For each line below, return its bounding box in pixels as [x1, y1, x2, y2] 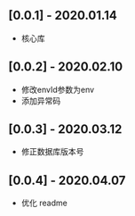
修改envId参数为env [20, 84, 95, 95]
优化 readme [20, 197, 67, 209]
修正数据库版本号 [20, 146, 84, 157]
